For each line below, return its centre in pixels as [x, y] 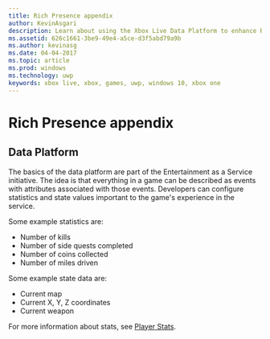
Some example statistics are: [56, 221]
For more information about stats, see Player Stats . [92, 326]
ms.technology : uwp [41, 76]
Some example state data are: [57, 278]
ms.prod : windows [37, 68]
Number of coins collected [64, 254]
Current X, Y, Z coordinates [65, 302]
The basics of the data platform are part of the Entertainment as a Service [131, 172]
